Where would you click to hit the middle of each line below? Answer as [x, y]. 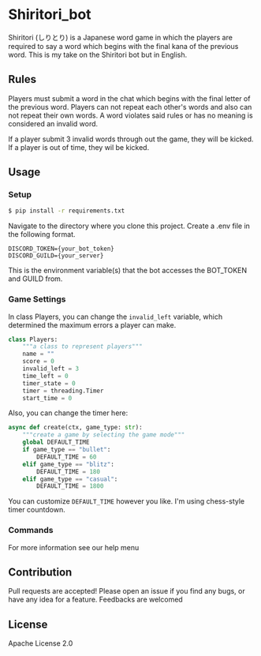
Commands [31, 530]
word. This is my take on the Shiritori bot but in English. [98, 54]
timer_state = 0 [49, 383]
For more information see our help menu [74, 547]
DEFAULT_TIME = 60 [67, 457]
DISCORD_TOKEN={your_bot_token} [61, 249]
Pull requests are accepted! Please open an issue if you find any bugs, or [127, 591]
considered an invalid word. [53, 123]
